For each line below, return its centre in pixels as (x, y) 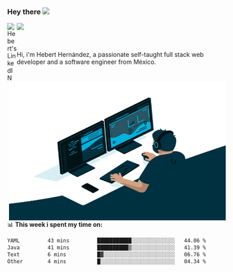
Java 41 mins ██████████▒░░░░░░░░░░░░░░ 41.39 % (107, 248)
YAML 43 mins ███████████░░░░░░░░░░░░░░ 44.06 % (107, 241)
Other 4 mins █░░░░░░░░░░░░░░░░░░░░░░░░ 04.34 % (107, 262)
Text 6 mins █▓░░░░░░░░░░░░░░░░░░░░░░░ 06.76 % (107, 255)
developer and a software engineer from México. (87, 62)
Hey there (24, 12)
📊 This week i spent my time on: (55, 225)
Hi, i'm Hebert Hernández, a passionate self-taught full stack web (111, 55)
